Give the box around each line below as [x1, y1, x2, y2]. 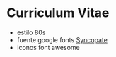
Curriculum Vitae [6, 5, 110, 21]
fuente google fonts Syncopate [16, 35, 108, 44]
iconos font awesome [16, 43, 80, 51]
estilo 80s [16, 28, 46, 37]
